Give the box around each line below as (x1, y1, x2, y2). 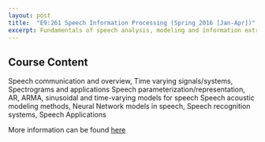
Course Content (8, 55, 88, 69)
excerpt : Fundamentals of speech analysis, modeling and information (8, 26, 242, 34)
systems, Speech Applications (8, 110, 106, 119)
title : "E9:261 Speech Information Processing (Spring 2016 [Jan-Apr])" (8, 19, 256, 27)
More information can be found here (8, 125, 126, 135)
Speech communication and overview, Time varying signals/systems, (8, 77, 233, 86)
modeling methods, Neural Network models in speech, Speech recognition (8, 102, 251, 111)
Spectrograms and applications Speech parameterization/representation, (8, 84, 246, 95)
